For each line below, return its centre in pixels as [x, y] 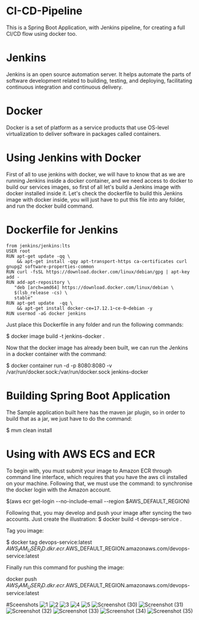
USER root [18, 251]
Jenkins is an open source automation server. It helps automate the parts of [99, 74]
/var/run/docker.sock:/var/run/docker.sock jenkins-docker [77, 372]
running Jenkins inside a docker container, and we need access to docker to [99, 180]
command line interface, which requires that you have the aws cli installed [97, 477]
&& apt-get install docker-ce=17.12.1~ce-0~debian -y [85, 308]
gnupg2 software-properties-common [50, 267]
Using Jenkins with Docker [74, 158]
